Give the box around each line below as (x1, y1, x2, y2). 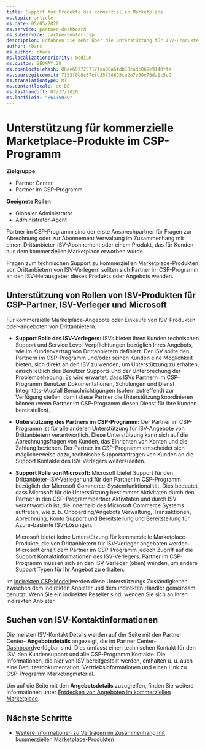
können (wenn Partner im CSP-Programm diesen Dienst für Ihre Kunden (15, 399, 198, 407)
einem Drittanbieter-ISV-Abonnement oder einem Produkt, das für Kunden (6, 240, 194, 248)
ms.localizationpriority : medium (6, 55, 92, 61)
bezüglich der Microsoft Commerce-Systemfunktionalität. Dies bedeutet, (15, 482, 199, 490)
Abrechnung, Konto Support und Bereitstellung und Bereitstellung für (15, 515, 190, 522)
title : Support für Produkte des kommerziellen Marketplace (6, 9, 164, 15)
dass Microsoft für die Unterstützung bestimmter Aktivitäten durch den (15, 488, 195, 496)
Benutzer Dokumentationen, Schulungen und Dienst (43, 380, 175, 387)
